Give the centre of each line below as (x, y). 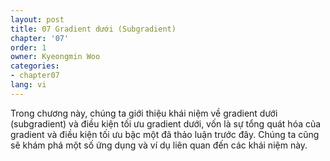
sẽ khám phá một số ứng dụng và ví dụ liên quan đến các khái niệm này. (159, 145)
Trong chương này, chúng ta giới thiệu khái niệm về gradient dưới (144, 113)
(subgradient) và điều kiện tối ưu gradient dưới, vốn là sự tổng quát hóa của (166, 123)
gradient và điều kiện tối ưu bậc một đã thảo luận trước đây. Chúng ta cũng (165, 134)
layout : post (37, 19)
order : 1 (28, 47)
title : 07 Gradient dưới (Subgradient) (93, 29)
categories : (35, 66)
